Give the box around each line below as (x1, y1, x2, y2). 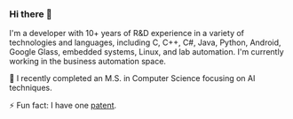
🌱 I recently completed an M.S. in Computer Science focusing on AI (9, 73, 256, 84)
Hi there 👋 (9, 8, 53, 20)
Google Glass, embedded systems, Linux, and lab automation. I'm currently (9, 47, 284, 57)
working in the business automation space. (9, 56, 167, 67)
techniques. (9, 83, 52, 93)
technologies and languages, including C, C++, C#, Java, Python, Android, (9, 37, 281, 48)
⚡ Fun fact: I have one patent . (9, 100, 117, 111)
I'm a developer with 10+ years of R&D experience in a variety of (9, 28, 245, 39)
